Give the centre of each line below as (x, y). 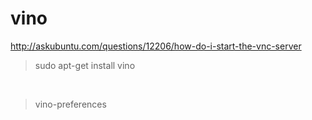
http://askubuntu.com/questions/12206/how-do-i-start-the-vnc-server (156, 46)
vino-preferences (70, 104)
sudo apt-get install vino (85, 65)
